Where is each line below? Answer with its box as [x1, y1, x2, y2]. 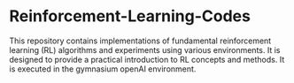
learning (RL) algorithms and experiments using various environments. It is [9, 44, 281, 55]
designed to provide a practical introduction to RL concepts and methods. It [9, 54, 285, 64]
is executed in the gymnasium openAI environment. [9, 64, 197, 74]
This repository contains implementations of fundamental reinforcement [9, 35, 272, 46]
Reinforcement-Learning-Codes [9, 6, 251, 26]
